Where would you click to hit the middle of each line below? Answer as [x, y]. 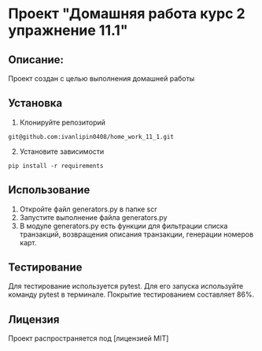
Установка [35, 103]
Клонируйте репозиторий [63, 122]
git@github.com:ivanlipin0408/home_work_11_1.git [91, 136]
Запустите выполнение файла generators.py [93, 217]
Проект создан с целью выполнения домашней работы [101, 78]
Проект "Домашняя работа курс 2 [127, 14]
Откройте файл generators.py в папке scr [88, 209]
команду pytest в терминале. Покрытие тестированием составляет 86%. [131, 295]
